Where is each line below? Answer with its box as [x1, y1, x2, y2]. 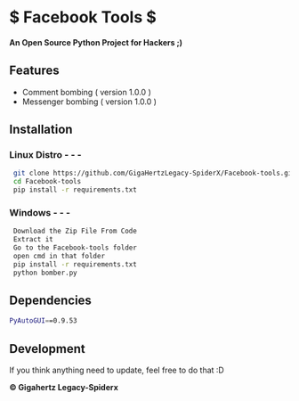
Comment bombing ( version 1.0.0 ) [21, 86, 151, 97]
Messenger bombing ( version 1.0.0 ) [21, 96, 158, 107]
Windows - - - [9, 206, 71, 218]
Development [9, 341, 86, 356]
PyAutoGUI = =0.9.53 [9, 316, 77, 325]
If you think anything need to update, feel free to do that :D [9, 364, 224, 375]
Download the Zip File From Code [12, 226, 138, 236]
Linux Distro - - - [9, 148, 82, 160]
